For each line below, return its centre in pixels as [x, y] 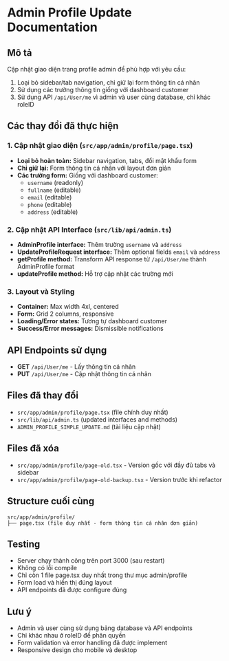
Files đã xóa [33, 448]
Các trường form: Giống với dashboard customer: [87, 175]
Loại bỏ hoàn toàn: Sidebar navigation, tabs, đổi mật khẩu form [107, 160]
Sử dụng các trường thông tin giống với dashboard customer [103, 90]
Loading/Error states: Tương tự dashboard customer [92, 321]
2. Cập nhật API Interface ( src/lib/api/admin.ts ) [89, 230]
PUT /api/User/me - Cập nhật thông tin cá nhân [84, 374]
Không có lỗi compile [47, 568]
